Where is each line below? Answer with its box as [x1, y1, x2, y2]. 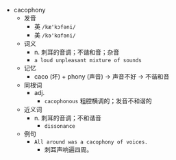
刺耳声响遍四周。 [44, 146, 93, 153]
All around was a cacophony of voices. [34, 139, 149, 146]
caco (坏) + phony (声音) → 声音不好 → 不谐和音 [34, 72, 170, 81]
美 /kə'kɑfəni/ [34, 31, 77, 39]
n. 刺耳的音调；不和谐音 [34, 114, 101, 122]
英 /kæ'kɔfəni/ [34, 23, 77, 30]
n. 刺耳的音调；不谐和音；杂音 [34, 48, 120, 56]
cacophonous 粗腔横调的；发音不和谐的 [44, 97, 152, 105]
